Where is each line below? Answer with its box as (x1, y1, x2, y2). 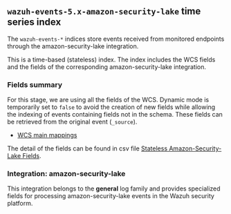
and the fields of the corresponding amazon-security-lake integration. (7, 62, 206, 71)
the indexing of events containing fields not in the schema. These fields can (7, 110, 223, 119)
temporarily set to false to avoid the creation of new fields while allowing (7, 103, 216, 111)
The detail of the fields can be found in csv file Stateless (7, 144, 168, 153)
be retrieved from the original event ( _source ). (7, 117, 138, 126)
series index (7, 17, 62, 28)
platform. (7, 200, 33, 208)
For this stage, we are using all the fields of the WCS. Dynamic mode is (7, 96, 210, 104)
